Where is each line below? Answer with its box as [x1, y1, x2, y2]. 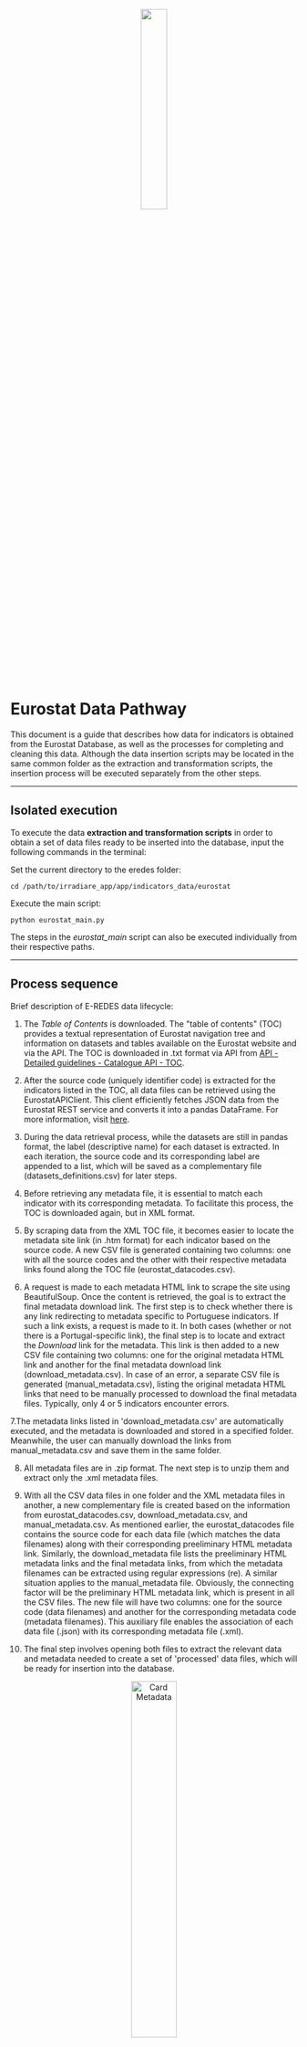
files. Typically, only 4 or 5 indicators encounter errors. [23, 1398, 230, 1409]
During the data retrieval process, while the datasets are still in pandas [23, 1131, 289, 1142]
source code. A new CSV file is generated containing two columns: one [23, 1244, 292, 1255]
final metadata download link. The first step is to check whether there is [23, 1301, 293, 1312]
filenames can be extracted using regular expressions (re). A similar [23, 1567, 278, 1578]
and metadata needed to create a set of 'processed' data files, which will [23, 1652, 298, 1664]
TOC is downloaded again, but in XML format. [23, 1207, 195, 1218]
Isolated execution [10, 803, 118, 818]
